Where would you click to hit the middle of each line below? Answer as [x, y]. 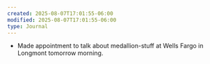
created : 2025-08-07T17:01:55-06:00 [60, 13]
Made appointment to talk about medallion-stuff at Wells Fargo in [110, 46]
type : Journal [28, 26]
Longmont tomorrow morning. [60, 53]
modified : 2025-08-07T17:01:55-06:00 [62, 20]
